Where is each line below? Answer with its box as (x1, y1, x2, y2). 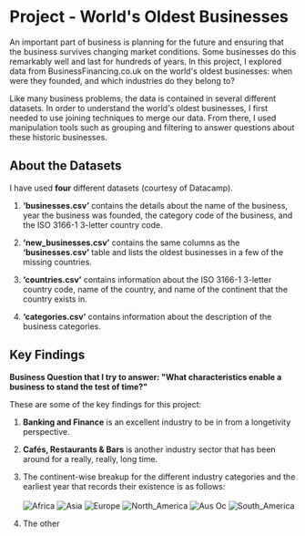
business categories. (22, 321, 102, 332)
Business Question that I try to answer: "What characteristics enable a (9, 371, 282, 382)
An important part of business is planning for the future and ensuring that (9, 36, 284, 47)
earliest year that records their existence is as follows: (22, 480, 226, 491)
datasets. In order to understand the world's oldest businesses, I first (9, 102, 269, 113)
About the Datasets (9, 158, 122, 174)
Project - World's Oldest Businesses (9, 6, 289, 27)
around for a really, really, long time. (22, 453, 158, 464)
